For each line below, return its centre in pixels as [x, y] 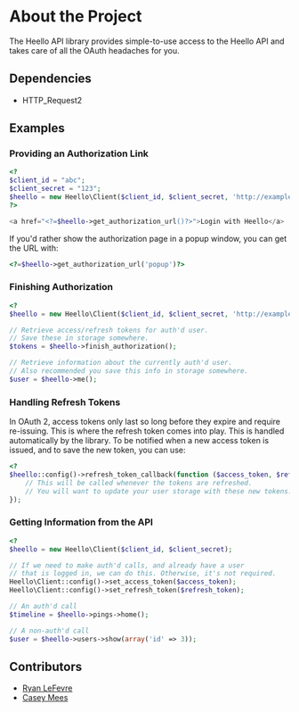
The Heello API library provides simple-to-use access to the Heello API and [147, 41]
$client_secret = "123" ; [55, 189]
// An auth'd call [43, 607]
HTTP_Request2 [52, 100]
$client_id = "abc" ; [48, 180]
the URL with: [34, 248]
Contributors [46, 666]
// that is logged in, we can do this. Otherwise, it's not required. [143, 574]
